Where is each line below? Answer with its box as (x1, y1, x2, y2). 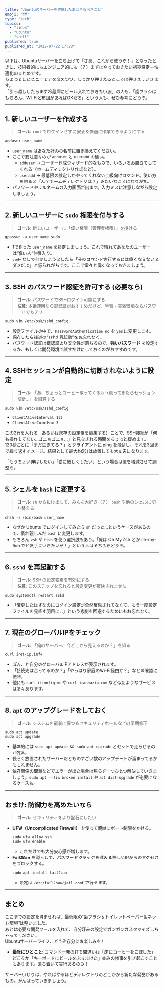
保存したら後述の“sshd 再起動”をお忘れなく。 (12, 334, 104, 340)
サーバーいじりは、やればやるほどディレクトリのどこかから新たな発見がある (5, 971, 159, 977)
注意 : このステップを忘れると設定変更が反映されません (17, 583, 127, 589)
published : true (5, 39, 38, 44)
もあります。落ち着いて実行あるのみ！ (12, 961, 89, 967)
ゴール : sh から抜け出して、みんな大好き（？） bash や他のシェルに (17, 499, 152, 505)
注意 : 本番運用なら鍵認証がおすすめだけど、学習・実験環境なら (17, 303, 144, 309)
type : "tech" (5, 16, 32, 21)
